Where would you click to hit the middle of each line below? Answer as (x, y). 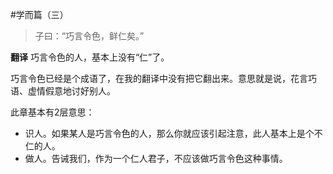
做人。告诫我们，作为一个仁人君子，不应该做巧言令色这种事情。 (156, 158)
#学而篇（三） (39, 14)
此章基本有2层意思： (52, 112)
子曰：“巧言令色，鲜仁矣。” (89, 36)
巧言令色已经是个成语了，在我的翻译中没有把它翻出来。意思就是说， (150, 78)
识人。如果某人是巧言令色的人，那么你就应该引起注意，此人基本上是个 (169, 133)
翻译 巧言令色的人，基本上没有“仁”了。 (90, 57)
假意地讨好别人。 (80, 91)
